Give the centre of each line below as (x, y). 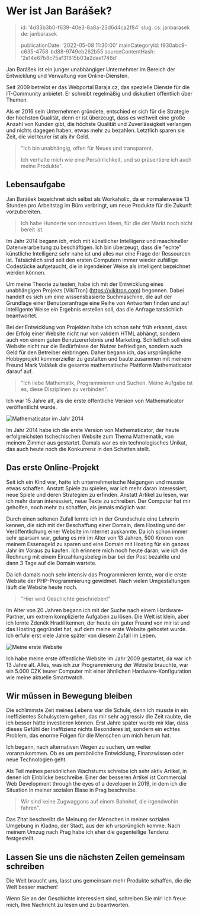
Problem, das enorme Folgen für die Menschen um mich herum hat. (89, 736)
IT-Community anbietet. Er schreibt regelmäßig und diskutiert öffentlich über (99, 93)
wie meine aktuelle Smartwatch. (45, 677)
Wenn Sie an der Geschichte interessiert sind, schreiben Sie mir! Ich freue (96, 899)
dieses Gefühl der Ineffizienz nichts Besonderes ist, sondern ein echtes (93, 729)
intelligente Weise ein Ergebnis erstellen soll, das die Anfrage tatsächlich (95, 309)
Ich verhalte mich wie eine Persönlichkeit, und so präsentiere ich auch (106, 159)
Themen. (17, 100)
